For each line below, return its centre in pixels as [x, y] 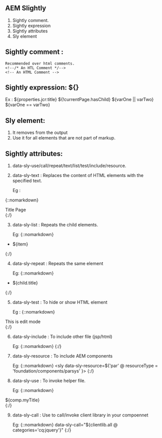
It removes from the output [40, 132]
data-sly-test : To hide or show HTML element [60, 302]
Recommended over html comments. [40, 63]
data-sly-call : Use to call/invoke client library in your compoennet [80, 415]
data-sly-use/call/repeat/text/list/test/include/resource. [69, 166]
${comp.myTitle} [22, 400]
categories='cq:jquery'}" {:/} [42, 430]
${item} [20, 244]
